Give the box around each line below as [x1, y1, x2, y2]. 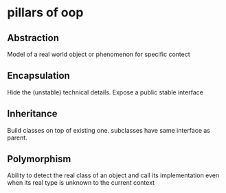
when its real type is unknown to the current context [7, 179, 155, 187]
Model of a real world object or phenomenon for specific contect [7, 50, 190, 58]
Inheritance [7, 108, 58, 120]
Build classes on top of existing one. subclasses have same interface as [7, 126, 211, 134]
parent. [7, 133, 27, 142]
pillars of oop [7, 5, 84, 21]
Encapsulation [7, 70, 70, 81]
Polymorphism [7, 153, 71, 165]
